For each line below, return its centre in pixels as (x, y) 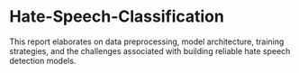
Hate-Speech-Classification (117, 17)
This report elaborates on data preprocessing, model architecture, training (147, 41)
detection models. (43, 60)
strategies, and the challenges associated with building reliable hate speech (150, 50)
